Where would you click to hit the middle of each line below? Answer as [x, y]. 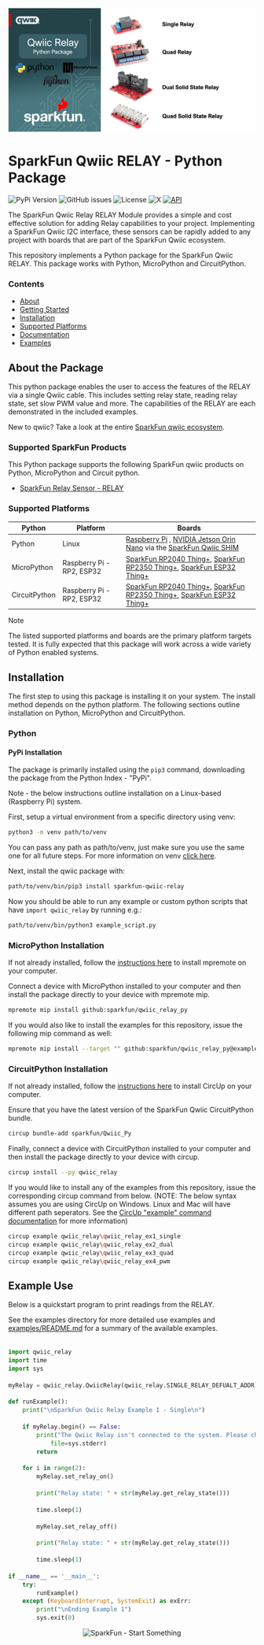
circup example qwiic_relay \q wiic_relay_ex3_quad [91, 1253]
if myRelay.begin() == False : [72, 1427]
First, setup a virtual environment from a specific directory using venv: [122, 817]
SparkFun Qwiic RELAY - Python [115, 161]
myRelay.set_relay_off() [77, 1526]
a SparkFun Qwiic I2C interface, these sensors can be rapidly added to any [130, 232]
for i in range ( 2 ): [54, 1469]
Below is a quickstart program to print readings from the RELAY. [111, 1305]
